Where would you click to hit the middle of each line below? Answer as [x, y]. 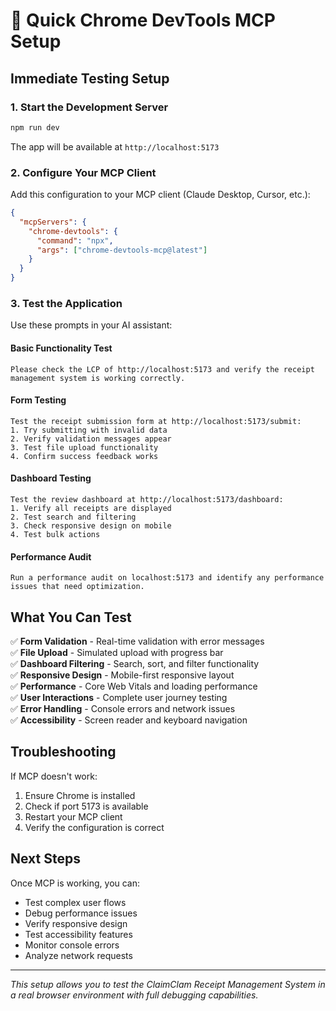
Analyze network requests [78, 955]
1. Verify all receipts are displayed [91, 508]
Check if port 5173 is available [86, 806]
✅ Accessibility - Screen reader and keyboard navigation [129, 720]
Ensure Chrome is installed [80, 795]
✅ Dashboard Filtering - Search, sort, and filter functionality [135, 663]
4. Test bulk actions [55, 534]
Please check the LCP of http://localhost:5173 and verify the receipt [162, 369]
